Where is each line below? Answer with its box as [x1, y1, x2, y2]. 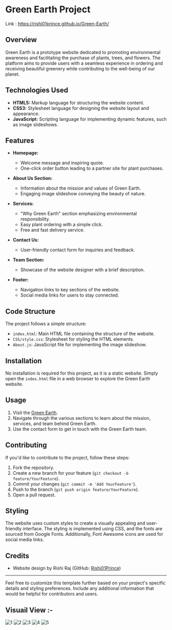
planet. [5, 71, 20, 77]
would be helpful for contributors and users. [5, 591, 98, 597]
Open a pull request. [12, 492, 56, 498]
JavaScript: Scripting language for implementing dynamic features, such [12, 116, 167, 122]
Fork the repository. [12, 464, 55, 471]
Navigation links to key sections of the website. [20, 287, 120, 293]
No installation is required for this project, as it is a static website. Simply [5, 370, 158, 376]
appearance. [12, 110, 40, 117]
